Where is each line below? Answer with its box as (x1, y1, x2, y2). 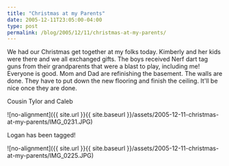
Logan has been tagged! (7, 131, 76, 139)
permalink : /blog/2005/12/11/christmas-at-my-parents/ (7, 29, 167, 36)
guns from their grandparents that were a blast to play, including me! (7, 62, 200, 70)
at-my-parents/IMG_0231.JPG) (7, 117, 94, 126)
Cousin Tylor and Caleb (7, 97, 73, 106)
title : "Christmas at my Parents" (7, 10, 106, 17)
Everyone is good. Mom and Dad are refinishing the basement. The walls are (7, 70, 223, 78)
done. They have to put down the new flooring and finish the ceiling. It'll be (7, 77, 218, 85)
